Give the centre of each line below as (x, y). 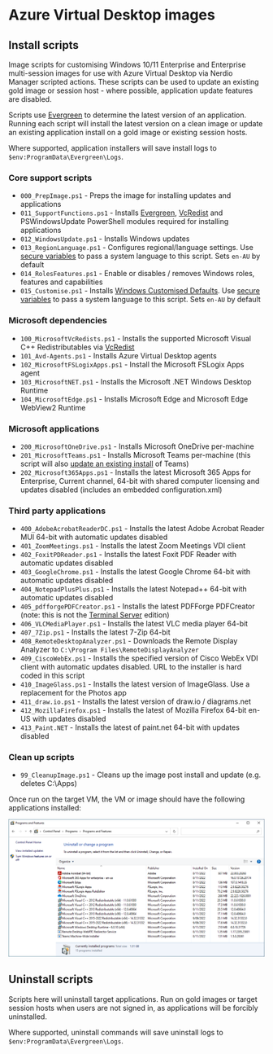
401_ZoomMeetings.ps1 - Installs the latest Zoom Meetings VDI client (133, 546)
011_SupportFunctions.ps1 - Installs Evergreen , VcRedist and (121, 213)
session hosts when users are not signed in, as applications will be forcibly (133, 1008)
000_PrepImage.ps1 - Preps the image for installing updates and (126, 195)
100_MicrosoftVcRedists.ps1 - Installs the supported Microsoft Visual (136, 338)
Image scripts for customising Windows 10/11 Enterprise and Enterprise (127, 64)
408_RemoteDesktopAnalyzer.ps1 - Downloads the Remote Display (129, 641)
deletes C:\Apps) (48, 784)
